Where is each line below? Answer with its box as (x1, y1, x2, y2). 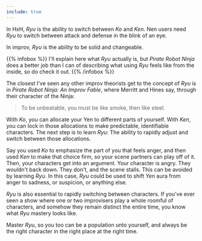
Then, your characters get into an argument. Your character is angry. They (6, 159, 191, 166)
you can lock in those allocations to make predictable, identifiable (6, 122, 169, 130)
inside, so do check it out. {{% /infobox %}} (6, 67, 115, 75)
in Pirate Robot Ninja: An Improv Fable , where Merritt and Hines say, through (6, 86, 197, 93)
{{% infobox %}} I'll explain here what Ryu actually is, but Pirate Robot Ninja (6, 55, 195, 62)
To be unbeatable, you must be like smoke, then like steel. (21, 104, 165, 111)
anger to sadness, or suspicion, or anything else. (6, 178, 128, 186)
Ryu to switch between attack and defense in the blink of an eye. (6, 31, 167, 39)
